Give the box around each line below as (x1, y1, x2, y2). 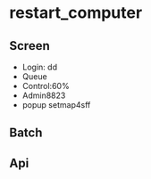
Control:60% (21, 81, 70, 91)
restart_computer (9, 3, 143, 23)
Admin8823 (21, 90, 66, 101)
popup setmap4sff (21, 100, 91, 110)
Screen (9, 38, 51, 53)
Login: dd (21, 61, 58, 72)
